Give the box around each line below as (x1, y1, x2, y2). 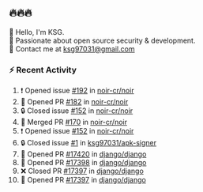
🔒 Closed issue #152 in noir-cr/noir (20, 106, 133, 115)
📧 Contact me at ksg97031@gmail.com (9, 43, 135, 54)
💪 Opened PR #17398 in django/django (20, 158, 147, 168)
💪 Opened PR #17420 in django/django (20, 149, 147, 159)
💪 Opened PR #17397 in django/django (20, 175, 147, 185)
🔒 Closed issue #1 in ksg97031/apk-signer (20, 138, 157, 148)
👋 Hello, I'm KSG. (9, 27, 65, 36)
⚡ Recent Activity (9, 64, 77, 75)
